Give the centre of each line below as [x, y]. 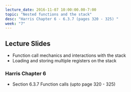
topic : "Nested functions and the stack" [49, 14]
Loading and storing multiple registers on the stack [64, 61]
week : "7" [15, 23]
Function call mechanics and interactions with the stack [69, 55]
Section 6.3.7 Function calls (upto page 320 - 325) [64, 84]
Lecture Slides [28, 43]
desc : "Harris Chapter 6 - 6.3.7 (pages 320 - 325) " [62, 19]
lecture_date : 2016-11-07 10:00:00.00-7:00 [51, 10]
